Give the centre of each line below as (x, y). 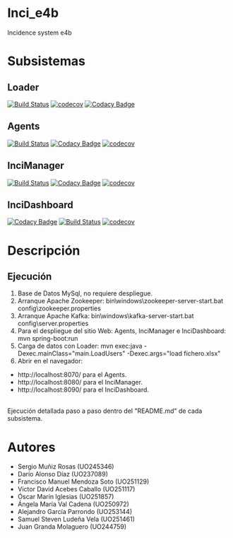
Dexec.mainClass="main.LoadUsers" (71, 353)
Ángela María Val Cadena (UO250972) (73, 504)
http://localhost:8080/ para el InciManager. (80, 382)
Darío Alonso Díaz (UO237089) (62, 474)
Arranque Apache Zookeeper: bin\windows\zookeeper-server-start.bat (120, 301)
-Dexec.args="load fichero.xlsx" (174, 353)
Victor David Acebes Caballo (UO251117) (76, 489)
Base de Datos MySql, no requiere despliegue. (85, 293)
